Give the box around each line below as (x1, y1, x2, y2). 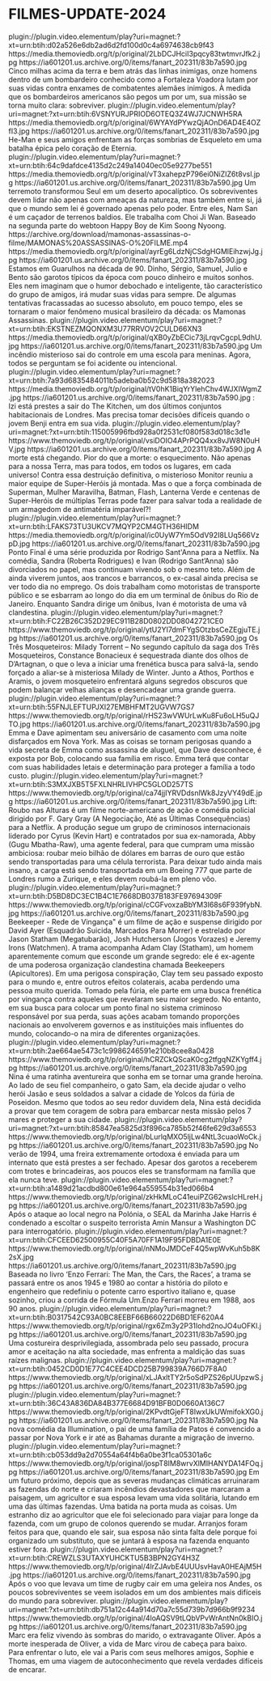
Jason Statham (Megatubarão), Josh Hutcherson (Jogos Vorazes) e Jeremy (8, 934, 261, 943)
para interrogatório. (8, 1226, 74, 1236)
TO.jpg (8, 719, 31, 729)
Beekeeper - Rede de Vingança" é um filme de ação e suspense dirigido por (8, 917, 263, 926)
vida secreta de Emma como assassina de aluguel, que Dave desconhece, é (8, 745, 262, 755)
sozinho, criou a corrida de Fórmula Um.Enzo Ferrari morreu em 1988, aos (8, 1295, 256, 1305)
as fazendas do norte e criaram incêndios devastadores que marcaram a (8, 1484, 251, 1493)
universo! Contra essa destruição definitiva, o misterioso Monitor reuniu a (8, 470, 253, 480)
